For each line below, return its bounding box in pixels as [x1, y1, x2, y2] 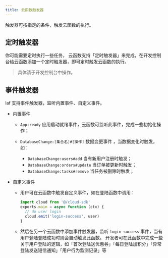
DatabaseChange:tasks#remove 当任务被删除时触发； [27, 168, 135, 174]
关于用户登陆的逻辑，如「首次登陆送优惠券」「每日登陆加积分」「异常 [20, 241, 162, 247]
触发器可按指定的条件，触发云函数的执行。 [5, 22, 94, 28]
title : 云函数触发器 [5, 7, 44, 13]
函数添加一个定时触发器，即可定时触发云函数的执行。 [18, 59, 129, 65]
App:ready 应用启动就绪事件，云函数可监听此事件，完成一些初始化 [20, 122, 157, 128]
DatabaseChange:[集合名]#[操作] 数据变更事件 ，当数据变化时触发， [20, 138, 158, 144]
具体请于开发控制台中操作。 [17, 69, 76, 76]
